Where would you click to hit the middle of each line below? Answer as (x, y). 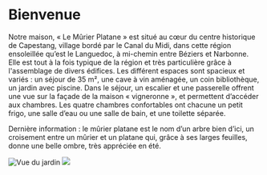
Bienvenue (45, 15)
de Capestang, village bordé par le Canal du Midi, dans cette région (120, 45)
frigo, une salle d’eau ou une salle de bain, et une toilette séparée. (117, 113)
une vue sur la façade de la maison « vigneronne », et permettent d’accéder (133, 96)
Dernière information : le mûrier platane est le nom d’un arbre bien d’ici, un (131, 129)
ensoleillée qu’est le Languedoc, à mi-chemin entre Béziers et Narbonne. (129, 54)
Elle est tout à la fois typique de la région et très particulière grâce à (120, 62)
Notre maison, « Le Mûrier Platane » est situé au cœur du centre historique (132, 37)
